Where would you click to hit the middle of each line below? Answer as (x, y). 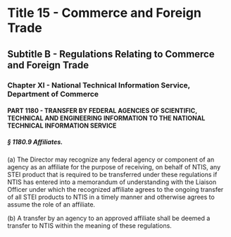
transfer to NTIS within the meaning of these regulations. (90, 226)
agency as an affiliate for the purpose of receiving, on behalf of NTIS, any (114, 167)
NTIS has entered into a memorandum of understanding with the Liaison (112, 182)
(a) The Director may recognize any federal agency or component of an (111, 159)
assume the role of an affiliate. (51, 205)
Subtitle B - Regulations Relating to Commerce (111, 54)
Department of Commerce (53, 94)
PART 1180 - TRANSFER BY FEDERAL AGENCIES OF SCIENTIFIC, (102, 111)
